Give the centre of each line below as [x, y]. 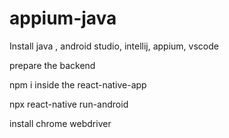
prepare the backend [52, 65]
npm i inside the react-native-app [78, 84]
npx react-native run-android [69, 104]
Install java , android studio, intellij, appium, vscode [114, 46]
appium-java [63, 18]
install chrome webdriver [60, 123]
